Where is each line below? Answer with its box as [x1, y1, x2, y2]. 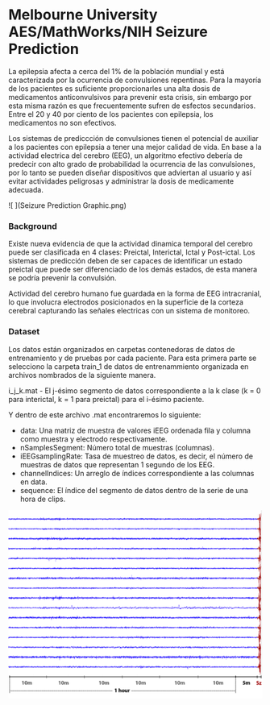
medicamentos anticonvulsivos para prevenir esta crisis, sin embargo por [8, 92, 252, 102]
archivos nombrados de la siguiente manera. [8, 370, 156, 379]
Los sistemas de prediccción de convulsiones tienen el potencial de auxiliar [8, 133, 260, 143]
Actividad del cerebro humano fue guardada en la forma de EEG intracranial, [8, 288, 262, 299]
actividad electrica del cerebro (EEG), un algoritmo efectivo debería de [8, 151, 243, 160]
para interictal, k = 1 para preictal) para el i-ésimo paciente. [8, 394, 205, 404]
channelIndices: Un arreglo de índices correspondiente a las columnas [19, 468, 255, 478]
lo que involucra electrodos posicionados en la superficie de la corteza [8, 297, 244, 307]
